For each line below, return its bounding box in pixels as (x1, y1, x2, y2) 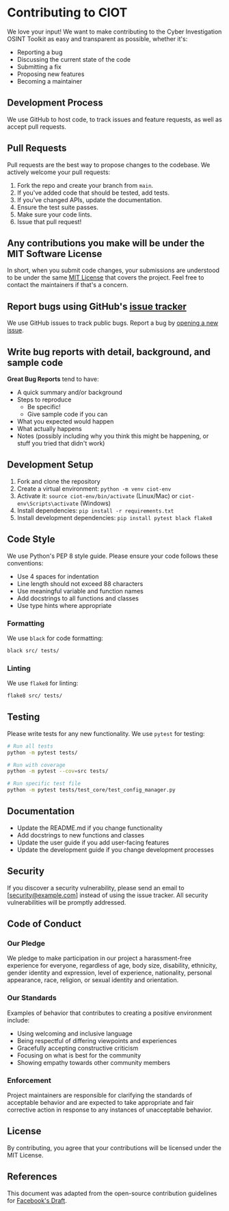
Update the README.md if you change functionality (16, 824, 163, 832)
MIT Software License (7, 248, 103, 260)
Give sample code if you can (27, 410, 108, 418)
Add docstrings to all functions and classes (16, 594, 139, 602)
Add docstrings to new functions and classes (16, 831, 145, 839)
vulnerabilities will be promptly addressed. (7, 898, 126, 906)
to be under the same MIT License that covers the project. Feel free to (7, 273, 204, 282)
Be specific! (27, 403, 61, 411)
